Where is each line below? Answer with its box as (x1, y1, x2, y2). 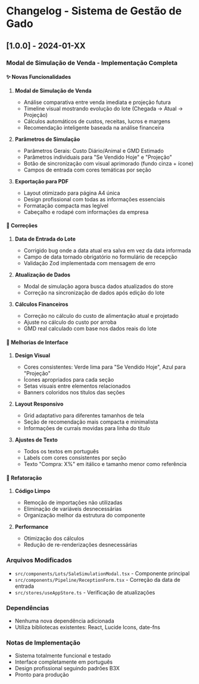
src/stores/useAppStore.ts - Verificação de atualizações (14, 588, 156, 596)
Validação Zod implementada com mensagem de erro (23, 259, 156, 266)
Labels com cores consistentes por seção (23, 454, 127, 461)
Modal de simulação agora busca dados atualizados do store (23, 283, 174, 290)
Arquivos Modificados (6, 556, 72, 565)
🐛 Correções (6, 222, 38, 229)
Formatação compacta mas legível (23, 202, 108, 209)
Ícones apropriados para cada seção (23, 376, 114, 384)
